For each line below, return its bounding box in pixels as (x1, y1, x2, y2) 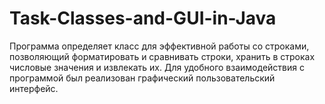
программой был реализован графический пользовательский (9, 72, 276, 84)
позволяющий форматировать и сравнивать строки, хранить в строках (9, 50, 316, 62)
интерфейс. (9, 82, 59, 94)
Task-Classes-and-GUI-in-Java (9, 7, 277, 30)
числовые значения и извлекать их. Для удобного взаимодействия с (9, 61, 305, 73)
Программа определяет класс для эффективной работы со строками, (9, 40, 310, 52)
